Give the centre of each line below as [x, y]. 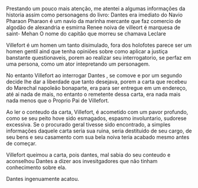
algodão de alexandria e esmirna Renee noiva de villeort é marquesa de [93, 27]
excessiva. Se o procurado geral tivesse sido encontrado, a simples [88, 124]
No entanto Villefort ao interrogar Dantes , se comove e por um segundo [94, 75]
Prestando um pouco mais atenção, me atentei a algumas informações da [96, 9]
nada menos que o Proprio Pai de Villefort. [58, 101]
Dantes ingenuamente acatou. [43, 179]
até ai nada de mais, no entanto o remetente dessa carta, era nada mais [93, 94]
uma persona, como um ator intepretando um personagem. [78, 64]
